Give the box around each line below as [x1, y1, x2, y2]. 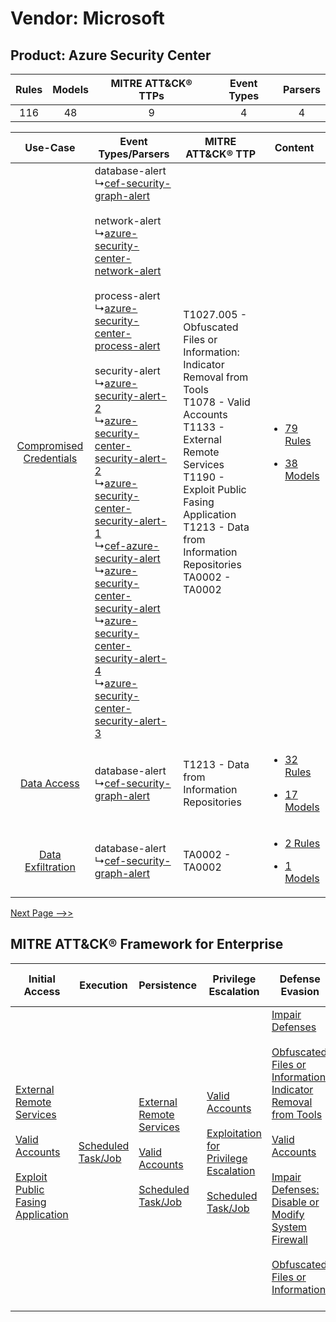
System [271, 1220, 308, 1234]
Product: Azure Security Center [10, 47, 212, 64]
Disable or [271, 1195, 320, 1209]
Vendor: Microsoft [10, 7, 165, 30]
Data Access [20, 777, 80, 790]
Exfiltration [24, 860, 76, 874]
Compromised [16, 439, 84, 452]
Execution [79, 978, 128, 992]
